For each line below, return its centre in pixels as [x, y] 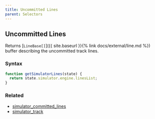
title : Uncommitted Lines [31, 10]
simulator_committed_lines [39, 106]
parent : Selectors [24, 14]
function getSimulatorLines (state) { [44, 74]
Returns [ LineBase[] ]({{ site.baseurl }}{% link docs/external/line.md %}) [78, 46]
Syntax [14, 64]
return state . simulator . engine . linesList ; [53, 78]
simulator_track [28, 111]
